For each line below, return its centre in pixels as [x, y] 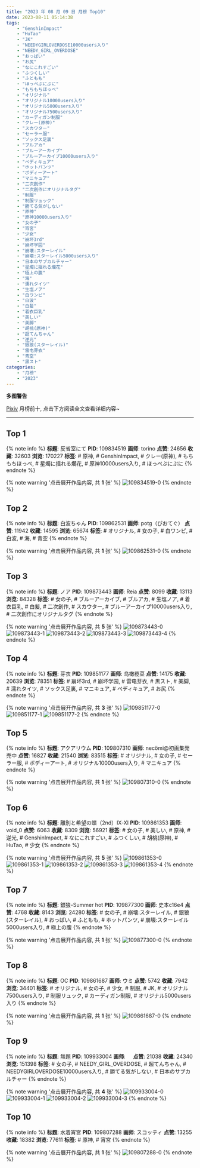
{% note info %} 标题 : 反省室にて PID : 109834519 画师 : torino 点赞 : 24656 [96, 449]
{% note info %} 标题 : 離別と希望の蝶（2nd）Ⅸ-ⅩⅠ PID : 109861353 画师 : [94, 823]
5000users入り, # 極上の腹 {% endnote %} [59, 927]
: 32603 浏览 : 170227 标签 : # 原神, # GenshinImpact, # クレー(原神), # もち [103, 456]
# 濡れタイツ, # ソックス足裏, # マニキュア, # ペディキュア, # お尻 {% [91, 688]
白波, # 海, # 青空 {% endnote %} [47, 538]
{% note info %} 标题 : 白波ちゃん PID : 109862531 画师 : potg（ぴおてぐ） [95, 523]
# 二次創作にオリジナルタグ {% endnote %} [60, 614]
